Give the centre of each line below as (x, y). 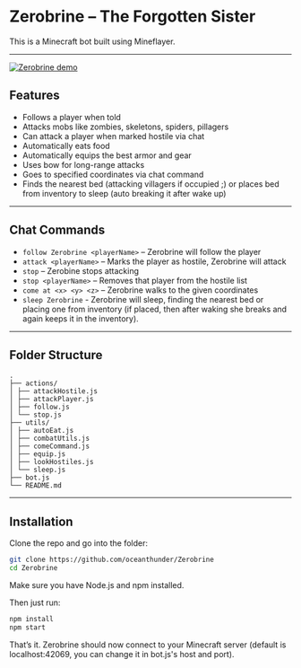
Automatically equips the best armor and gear (107, 155)
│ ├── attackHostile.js (54, 391)
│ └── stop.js (36, 415)
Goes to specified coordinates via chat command (113, 174)
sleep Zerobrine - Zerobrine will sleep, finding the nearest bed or (143, 299)
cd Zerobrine (34, 568)
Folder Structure (56, 355)
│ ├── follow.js (39, 407)
